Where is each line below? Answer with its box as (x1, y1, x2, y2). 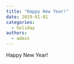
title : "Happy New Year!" (6, 8, 69, 15)
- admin (11, 35, 30, 41)
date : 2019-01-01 (6, 14, 48, 20)
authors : (6, 30, 27, 36)
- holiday (11, 24, 35, 31)
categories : (6, 19, 35, 25)
